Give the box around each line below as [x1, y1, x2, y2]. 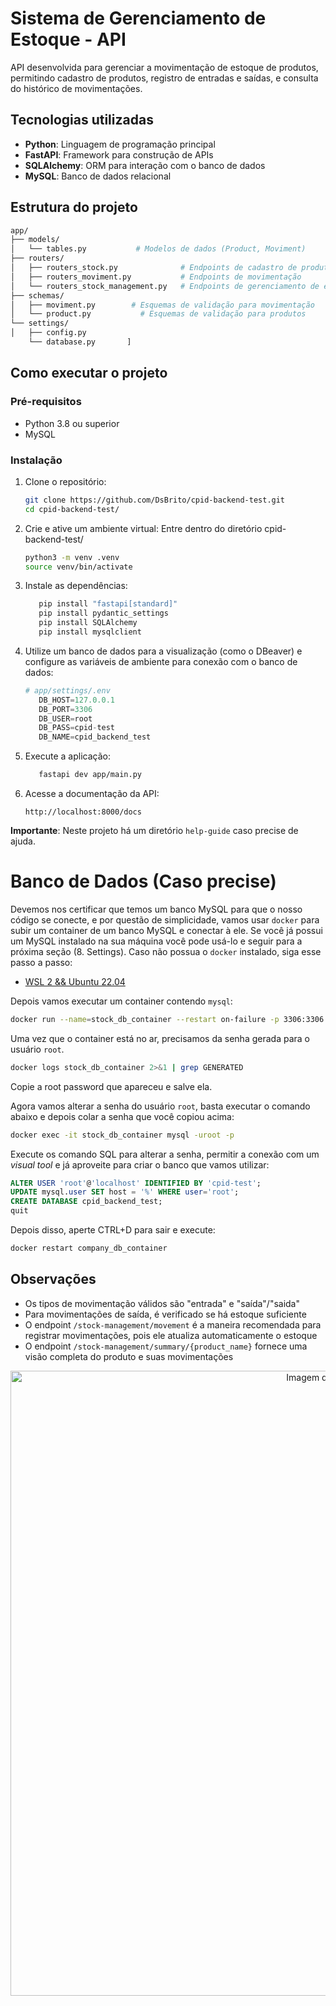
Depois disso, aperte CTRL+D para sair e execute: [10, 1224, 216, 1236]
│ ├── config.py [10, 328, 87, 338]
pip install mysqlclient [38, 627, 142, 637]
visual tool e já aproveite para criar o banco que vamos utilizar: [10, 1158, 270, 1171]
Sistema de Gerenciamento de [10, 7, 267, 30]
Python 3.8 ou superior [24, 417, 120, 429]
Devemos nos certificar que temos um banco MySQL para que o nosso [10, 903, 303, 915]
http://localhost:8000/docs [24, 807, 142, 817]
